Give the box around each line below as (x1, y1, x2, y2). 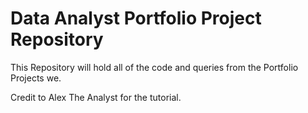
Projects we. (10, 72, 62, 84)
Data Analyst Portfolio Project (10, 7, 262, 30)
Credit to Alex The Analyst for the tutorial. (10, 91, 182, 103)
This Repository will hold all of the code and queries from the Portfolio (10, 61, 299, 73)
